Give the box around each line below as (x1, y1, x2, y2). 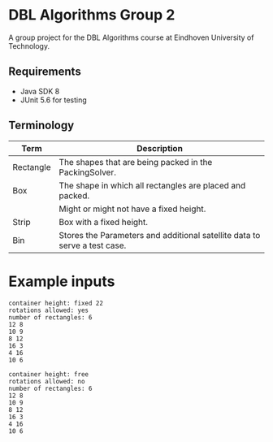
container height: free (8, 370, 89, 379)
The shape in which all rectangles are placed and (58, 180, 246, 191)
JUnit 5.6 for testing (19, 95, 87, 105)
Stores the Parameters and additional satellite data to (58, 229, 261, 240)
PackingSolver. (58, 167, 116, 178)
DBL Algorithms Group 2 (8, 6, 175, 24)
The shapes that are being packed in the (58, 156, 213, 167)
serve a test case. (58, 240, 127, 251)
